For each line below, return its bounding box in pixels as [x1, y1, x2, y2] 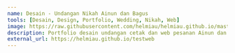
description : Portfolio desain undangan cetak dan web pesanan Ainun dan [7, 29, 227, 36]
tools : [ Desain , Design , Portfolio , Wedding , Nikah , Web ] [7, 17, 180, 23]
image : [7, 23, 27, 30]
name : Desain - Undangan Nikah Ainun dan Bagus [7, 10, 149, 17]
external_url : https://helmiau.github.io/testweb [7, 36, 155, 43]
